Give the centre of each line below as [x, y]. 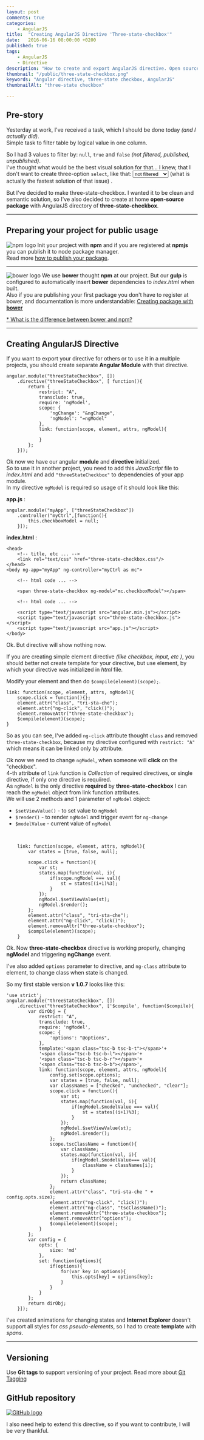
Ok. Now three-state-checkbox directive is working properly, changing [96, 948]
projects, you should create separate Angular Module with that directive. [98, 365]
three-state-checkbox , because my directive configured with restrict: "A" [101, 742]
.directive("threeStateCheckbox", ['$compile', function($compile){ [106, 1006]
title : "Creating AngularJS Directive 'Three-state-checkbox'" [89, 35]
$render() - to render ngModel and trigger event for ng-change [91, 817]
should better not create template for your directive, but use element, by [97, 663]
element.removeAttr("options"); [90, 1219]
